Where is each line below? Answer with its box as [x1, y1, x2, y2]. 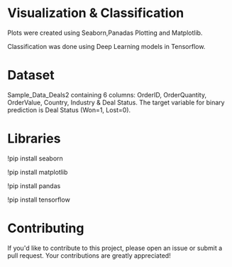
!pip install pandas [7, 181, 61, 190]
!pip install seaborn [7, 154, 64, 163]
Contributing [7, 220, 84, 236]
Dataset [7, 67, 55, 83]
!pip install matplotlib [7, 168, 68, 176]
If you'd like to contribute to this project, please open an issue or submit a [7, 244, 223, 252]
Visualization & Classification [7, 5, 184, 21]
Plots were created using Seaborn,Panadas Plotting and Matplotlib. [7, 28, 203, 37]
